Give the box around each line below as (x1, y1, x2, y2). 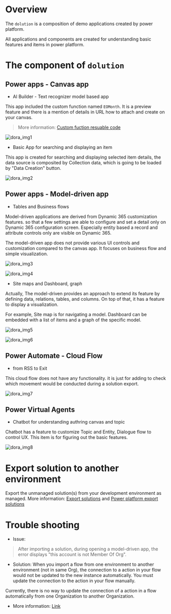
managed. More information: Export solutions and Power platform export (5, 495, 158, 502)
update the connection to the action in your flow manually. (12, 578, 136, 584)
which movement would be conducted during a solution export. (5, 380, 139, 387)
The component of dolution (5, 60, 124, 71)
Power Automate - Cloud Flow (5, 352, 103, 360)
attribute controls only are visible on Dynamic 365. (5, 229, 112, 236)
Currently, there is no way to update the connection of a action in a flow (5, 588, 157, 594)
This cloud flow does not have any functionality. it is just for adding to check (5, 375, 166, 381)
